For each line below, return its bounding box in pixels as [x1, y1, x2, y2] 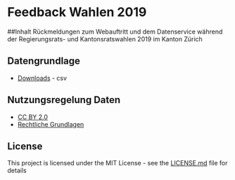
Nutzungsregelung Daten [7, 94, 121, 106]
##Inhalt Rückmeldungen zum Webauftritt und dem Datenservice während [7, 27, 223, 36]
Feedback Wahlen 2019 [7, 4, 147, 20]
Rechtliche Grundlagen [17, 120, 84, 128]
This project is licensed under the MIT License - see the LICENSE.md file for [7, 159, 228, 167]
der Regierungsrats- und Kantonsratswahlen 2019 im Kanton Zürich [7, 34, 203, 43]
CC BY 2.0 [17, 113, 48, 121]
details [7, 166, 27, 175]
